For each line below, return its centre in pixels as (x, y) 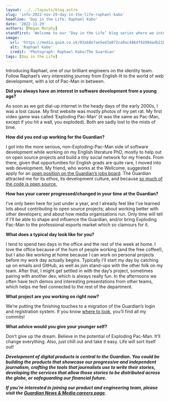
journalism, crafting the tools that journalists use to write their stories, (80, 367)
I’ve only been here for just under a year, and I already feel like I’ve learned (83, 204)
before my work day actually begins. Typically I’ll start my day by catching (82, 260)
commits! (15, 317)
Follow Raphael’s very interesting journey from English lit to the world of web (85, 76)
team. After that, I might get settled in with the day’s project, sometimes (79, 271)
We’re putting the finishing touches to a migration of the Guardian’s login (80, 306)
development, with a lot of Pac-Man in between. (55, 81)
